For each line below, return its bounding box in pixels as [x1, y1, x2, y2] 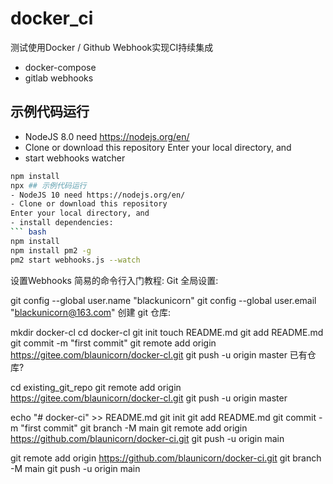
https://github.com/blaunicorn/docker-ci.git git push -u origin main [10, 432, 285, 444]
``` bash [10, 227, 47, 237]
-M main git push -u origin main [10, 462, 141, 474]
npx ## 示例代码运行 [10, 180, 87, 191]
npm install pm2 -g [10, 245, 92, 256]
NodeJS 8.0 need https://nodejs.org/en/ [24, 130, 190, 142]
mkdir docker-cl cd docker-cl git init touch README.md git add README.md [10, 326, 324, 338]
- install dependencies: [10, 218, 114, 228]
